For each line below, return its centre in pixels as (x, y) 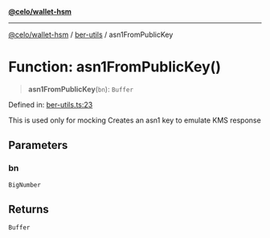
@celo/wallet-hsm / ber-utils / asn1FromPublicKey (91, 34)
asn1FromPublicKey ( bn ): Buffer (81, 89)
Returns (29, 210)
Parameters (38, 145)
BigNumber (25, 185)
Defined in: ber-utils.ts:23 (51, 104)
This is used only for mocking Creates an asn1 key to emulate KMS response (135, 120)
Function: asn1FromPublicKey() (115, 67)
